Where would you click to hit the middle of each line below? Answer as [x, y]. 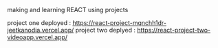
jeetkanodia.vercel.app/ [41, 30]
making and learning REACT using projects [68, 10]
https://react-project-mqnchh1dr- [119, 23]
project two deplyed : [106, 30]
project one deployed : [39, 23]
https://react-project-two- [174, 30]
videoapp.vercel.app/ [37, 37]
